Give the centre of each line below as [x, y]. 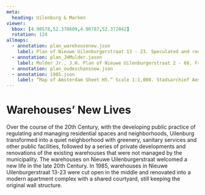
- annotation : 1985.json [43, 74]
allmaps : [17, 40]
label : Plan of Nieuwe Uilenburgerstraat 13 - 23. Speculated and [103, 52]
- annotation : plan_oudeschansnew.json [63, 69]
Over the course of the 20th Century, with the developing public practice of [101, 127]
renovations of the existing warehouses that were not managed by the [94, 153]
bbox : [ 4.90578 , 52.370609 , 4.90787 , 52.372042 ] [71, 29]
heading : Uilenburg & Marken [49, 18]
